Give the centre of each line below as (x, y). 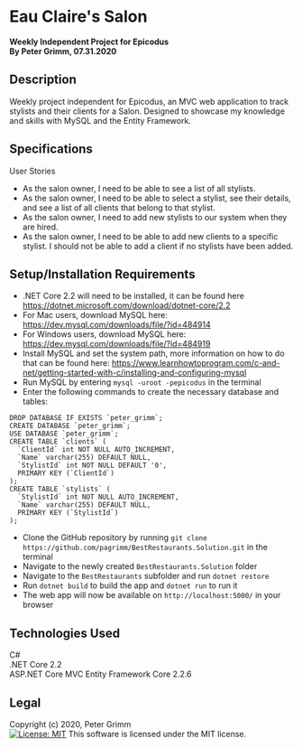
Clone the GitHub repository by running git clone (114, 538)
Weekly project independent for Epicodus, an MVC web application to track (149, 101)
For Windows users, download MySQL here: (104, 334)
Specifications (51, 150)
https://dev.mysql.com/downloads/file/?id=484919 (116, 344)
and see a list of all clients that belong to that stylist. (119, 207)
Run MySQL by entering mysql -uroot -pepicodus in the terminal (142, 382)
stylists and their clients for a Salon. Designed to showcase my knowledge (147, 111)
